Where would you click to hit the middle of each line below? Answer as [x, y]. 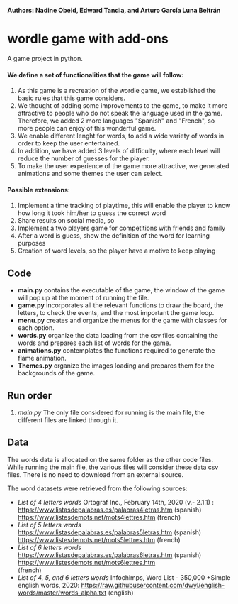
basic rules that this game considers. [72, 98]
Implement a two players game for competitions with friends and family [121, 228]
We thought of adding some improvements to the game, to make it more [123, 106]
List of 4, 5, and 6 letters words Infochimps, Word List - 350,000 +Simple [124, 577]
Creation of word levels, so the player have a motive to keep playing [117, 251]
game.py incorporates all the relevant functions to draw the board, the [120, 305]
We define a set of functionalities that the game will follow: [96, 75]
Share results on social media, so [66, 221]
